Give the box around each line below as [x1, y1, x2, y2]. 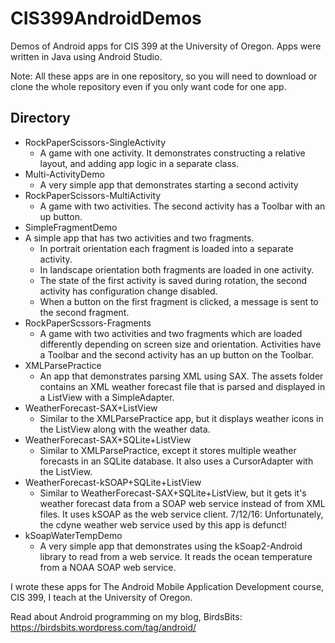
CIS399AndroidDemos [10, 7, 202, 30]
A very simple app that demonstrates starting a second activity [39, 178, 299, 191]
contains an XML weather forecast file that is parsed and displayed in [39, 380, 326, 392]
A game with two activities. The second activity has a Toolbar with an [39, 200, 326, 212]
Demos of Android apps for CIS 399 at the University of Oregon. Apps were [10, 40, 322, 52]
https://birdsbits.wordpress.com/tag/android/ [10, 621, 197, 633]
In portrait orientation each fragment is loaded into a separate [39, 242, 294, 254]
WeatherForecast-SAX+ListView [24, 402, 158, 414]
